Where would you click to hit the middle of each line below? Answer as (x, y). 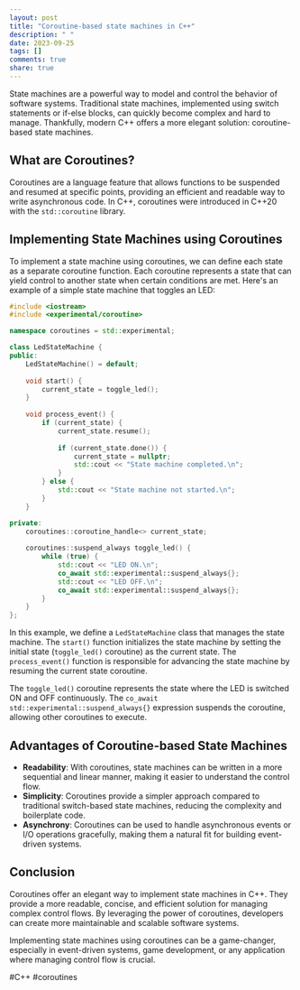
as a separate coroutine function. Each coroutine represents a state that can (150, 271)
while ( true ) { (70, 557)
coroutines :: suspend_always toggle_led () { (109, 548)
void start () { (54, 381)
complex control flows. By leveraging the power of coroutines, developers (146, 913)
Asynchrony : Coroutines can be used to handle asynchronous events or (157, 824)
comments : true (38, 60)
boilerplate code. (54, 815)
